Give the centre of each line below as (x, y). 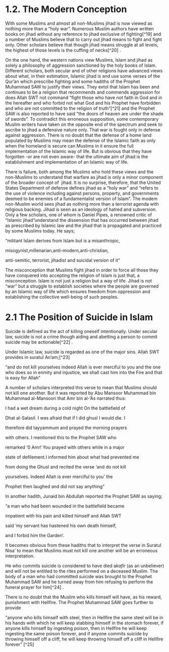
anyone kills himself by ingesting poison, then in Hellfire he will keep (76, 628)
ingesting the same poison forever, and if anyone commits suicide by (77, 633)
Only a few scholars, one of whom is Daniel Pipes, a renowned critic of (79, 215)
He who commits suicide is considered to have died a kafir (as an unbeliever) (85, 566)
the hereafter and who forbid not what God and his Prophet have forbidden (83, 103)
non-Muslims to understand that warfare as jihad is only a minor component (84, 177)
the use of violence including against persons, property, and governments (82, 193)
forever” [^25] (20, 644)
